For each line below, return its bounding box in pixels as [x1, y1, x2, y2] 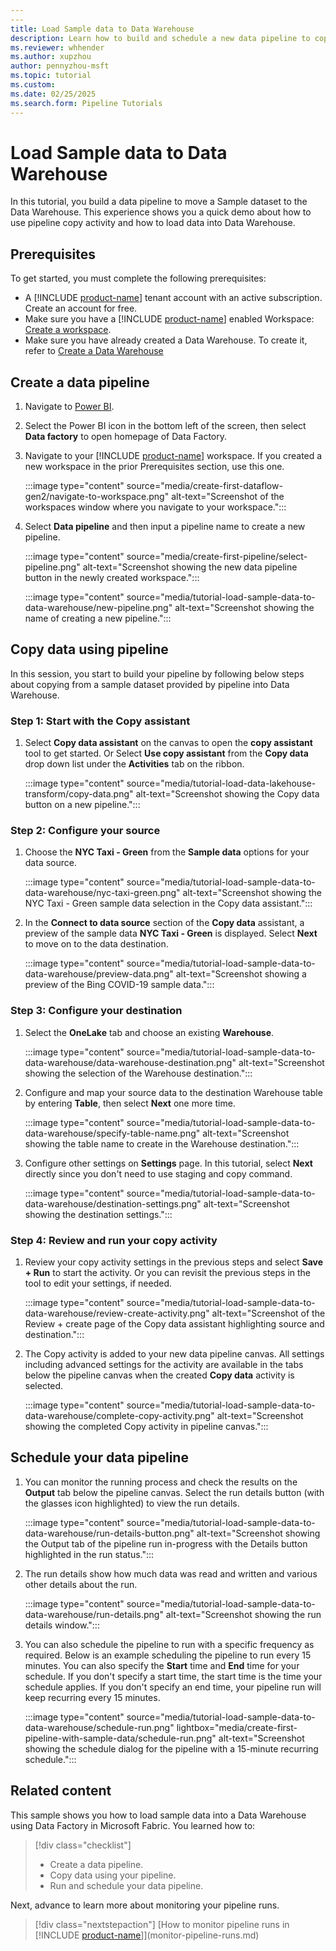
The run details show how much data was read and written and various [24, 1567, 318, 1580]
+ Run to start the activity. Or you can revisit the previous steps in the [24, 1267, 312, 1279]
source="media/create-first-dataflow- [126, 480, 283, 492]
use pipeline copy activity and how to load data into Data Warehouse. [10, 217, 296, 229]
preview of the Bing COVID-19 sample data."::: [24, 979, 215, 991]
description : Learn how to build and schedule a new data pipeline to [10, 33, 311, 43]
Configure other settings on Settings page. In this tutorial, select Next [24, 1157, 313, 1169]
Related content [10, 1782, 112, 1800]
